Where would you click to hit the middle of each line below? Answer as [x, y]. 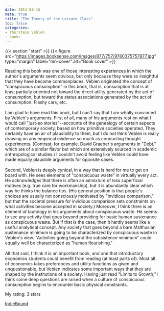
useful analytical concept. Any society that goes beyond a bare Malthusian [80, 227]
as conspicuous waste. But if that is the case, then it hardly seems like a [78, 222]
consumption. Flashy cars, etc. [36, 102]
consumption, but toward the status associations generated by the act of [78, 97]
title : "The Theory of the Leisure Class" [49, 19]
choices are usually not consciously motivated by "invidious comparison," [80, 196]
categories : [17, 28]
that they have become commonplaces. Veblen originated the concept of [79, 81]
